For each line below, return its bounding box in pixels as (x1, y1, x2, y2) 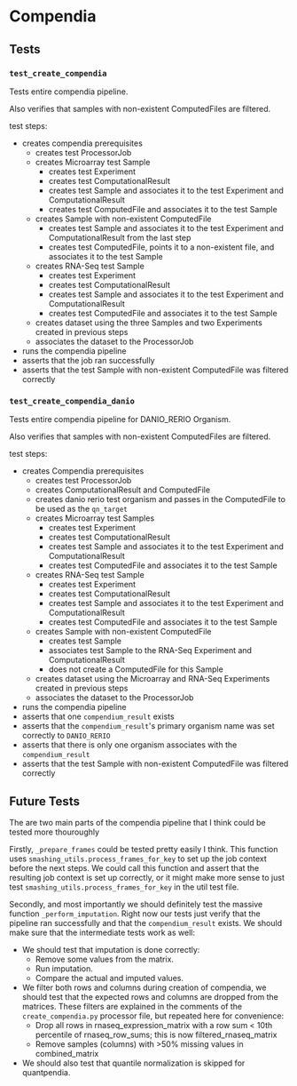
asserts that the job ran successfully (21, 355, 155, 365)
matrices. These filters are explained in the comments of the (21, 1001, 243, 1011)
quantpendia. (21, 1066, 71, 1077)
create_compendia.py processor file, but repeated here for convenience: (21, 1010, 285, 1021)
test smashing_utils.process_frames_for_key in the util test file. (9, 882, 239, 892)
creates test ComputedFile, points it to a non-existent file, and (48, 242, 275, 252)
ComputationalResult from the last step (48, 232, 191, 243)
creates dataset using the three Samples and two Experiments (35, 317, 263, 328)
